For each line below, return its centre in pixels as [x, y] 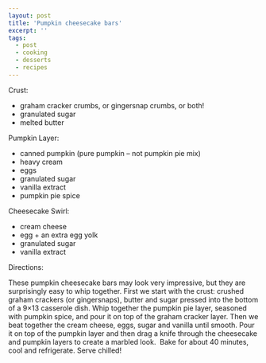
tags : [17, 38]
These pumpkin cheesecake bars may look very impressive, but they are [127, 283]
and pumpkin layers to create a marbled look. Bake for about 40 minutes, [128, 342]
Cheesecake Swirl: [39, 211]
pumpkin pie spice [50, 195]
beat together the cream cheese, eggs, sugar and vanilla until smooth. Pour [132, 325]
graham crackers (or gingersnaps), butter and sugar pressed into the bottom [133, 299]
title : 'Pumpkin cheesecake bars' [66, 23]
